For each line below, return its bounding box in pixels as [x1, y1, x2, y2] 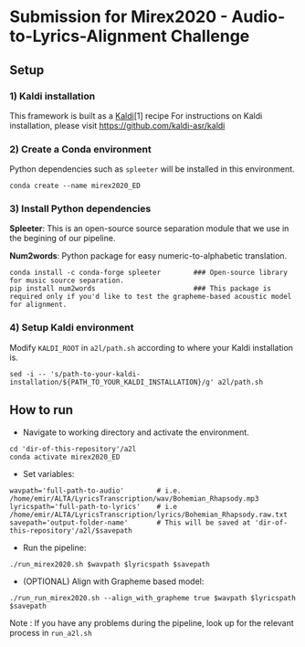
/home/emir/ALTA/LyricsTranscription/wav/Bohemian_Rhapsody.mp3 [9, 493, 259, 504]
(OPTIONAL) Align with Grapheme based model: [22, 576, 205, 587]
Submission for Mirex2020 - [9, 6, 228, 27]
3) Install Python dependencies [9, 203, 152, 216]
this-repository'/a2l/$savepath [9, 525, 132, 536]
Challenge [170, 26, 250, 47]
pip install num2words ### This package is [9, 284, 272, 293]
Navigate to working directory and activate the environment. [22, 427, 249, 438]
